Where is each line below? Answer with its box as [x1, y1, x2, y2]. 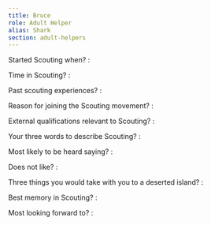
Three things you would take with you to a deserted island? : [8, 178, 204, 187]
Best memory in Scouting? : [8, 193, 98, 202]
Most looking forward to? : [8, 208, 94, 218]
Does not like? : [8, 163, 58, 172]
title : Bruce [8, 11, 51, 20]
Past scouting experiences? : [8, 86, 102, 96]
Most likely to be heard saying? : [8, 147, 113, 156]
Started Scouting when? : [8, 55, 91, 65]
